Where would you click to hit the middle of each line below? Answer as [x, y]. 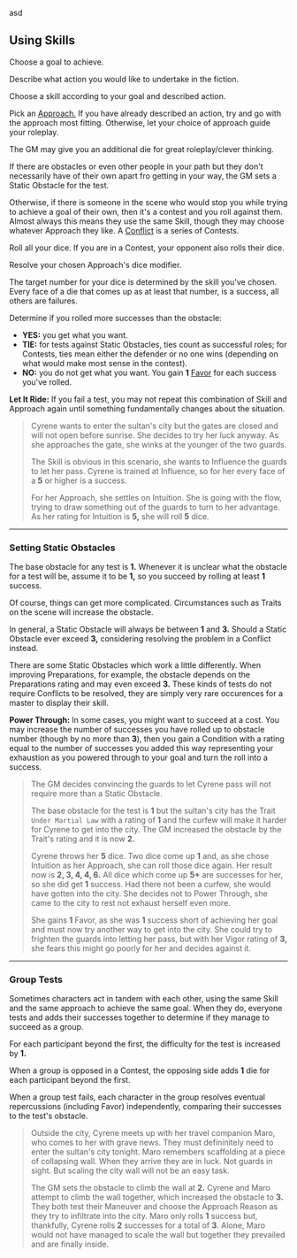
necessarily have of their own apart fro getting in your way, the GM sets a [143, 175]
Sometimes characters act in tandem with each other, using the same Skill [144, 999]
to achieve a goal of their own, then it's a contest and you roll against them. [146, 211]
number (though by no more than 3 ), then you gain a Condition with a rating [147, 739]
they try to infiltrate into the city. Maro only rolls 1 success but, [144, 1216]
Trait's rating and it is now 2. [83, 839]
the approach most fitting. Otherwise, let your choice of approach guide [140, 122]
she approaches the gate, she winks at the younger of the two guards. [159, 444]
